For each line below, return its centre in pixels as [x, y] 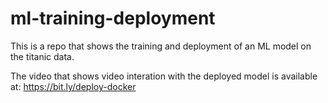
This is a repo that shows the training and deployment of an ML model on [161, 46]
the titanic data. [42, 56]
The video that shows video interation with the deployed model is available [164, 76]
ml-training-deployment [113, 18]
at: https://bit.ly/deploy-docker [73, 86]
